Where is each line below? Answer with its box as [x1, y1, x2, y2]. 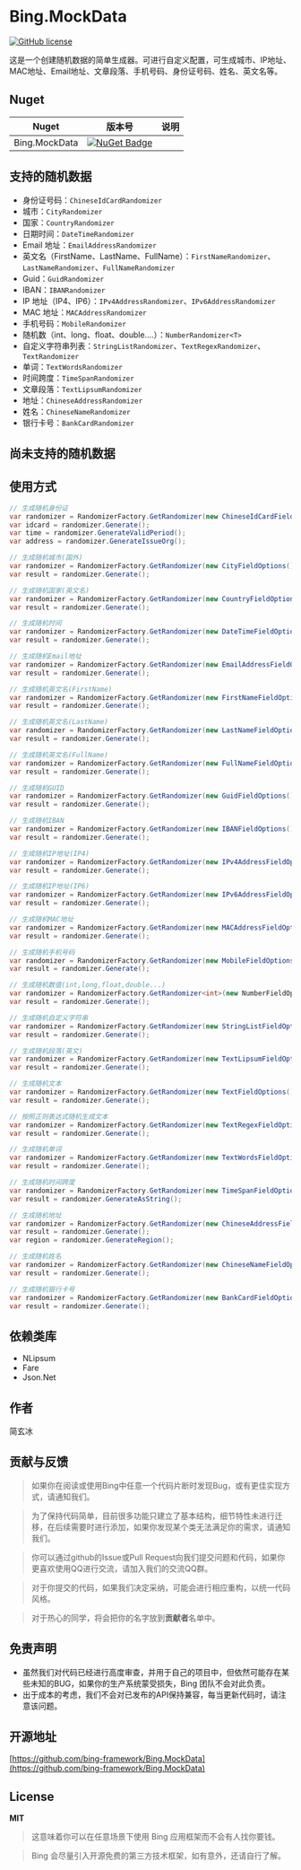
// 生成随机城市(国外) [9, 554, 83, 563]
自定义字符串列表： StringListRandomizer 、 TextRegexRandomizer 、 [21, 340, 266, 351]
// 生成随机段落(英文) [9, 1046, 83, 1055]
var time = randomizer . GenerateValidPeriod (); [9, 529, 186, 537]
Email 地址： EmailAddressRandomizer [21, 240, 157, 250]
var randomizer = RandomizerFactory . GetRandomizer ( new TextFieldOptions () [9, 1088, 295, 1097]
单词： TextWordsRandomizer [21, 361, 123, 371]
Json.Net [21, 1372, 56, 1383]
